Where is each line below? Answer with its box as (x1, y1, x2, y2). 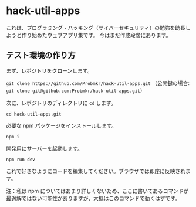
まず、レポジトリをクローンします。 (6, 67, 93, 74)
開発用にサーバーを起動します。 (6, 145, 83, 152)
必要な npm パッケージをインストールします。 (6, 122, 117, 129)
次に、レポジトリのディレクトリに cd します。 (6, 99, 116, 106)
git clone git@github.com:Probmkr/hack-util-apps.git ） (6, 87, 146, 94)
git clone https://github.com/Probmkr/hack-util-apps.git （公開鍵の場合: (6, 79, 190, 86)
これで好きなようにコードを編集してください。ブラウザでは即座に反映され (6, 167, 186, 174)
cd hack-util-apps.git (6, 111, 62, 117)
